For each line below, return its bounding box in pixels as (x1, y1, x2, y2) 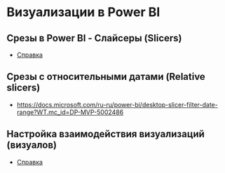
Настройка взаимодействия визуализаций (6, 128, 205, 140)
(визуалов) (6, 139, 57, 151)
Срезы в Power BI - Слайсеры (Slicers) (6, 32, 183, 44)
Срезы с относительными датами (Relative (6, 71, 206, 83)
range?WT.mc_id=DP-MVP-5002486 (16, 108, 124, 116)
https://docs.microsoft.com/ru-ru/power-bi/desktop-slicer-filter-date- (16, 100, 218, 109)
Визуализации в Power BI (6, 4, 161, 20)
